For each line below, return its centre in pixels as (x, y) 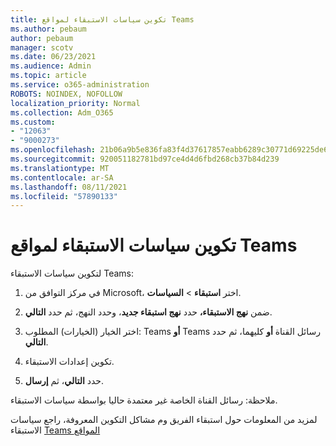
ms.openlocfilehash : (53, 150)
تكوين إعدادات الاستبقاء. (69, 362)
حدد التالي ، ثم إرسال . (64, 381)
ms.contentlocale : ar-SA (62, 177)
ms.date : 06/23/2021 (53, 57)
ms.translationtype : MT (60, 168)
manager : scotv (42, 47)
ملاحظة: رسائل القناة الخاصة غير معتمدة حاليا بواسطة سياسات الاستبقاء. (144, 400)
